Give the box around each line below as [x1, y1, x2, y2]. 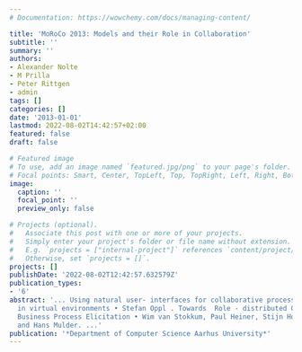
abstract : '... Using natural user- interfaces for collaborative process [9, 295, 296, 304]
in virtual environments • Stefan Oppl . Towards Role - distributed [17, 304, 288, 312]
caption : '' [17, 188, 63, 197]
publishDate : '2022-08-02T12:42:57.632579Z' [9, 270, 179, 279]
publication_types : [9, 279, 83, 288]
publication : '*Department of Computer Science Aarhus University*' [9, 329, 271, 338]
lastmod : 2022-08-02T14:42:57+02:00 [9, 121, 147, 130]
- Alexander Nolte [9, 63, 78, 72]
